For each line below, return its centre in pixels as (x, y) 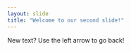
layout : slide (28, 14)
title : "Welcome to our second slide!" (66, 20)
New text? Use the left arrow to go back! (66, 40)
